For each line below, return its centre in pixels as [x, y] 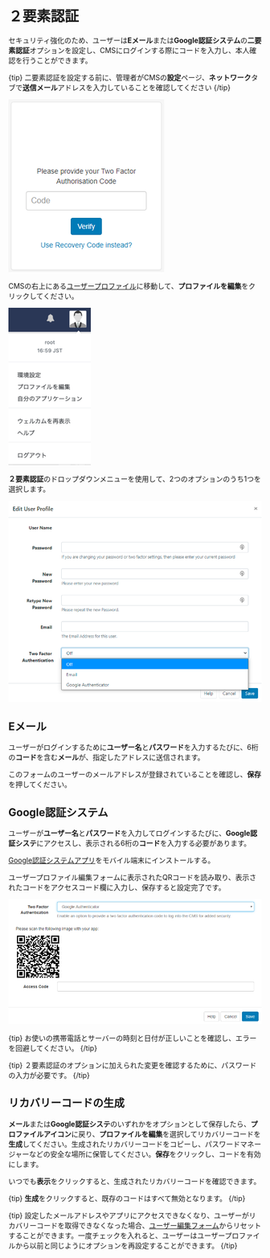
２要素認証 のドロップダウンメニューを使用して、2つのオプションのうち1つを [135, 478]
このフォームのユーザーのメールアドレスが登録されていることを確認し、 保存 [135, 774]
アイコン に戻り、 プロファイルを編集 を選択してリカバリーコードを [152, 1133]
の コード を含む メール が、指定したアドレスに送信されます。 [106, 757]
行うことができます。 [57, 60]
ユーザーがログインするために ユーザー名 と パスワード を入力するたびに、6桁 [133, 748]
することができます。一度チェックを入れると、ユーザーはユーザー [117, 1235]
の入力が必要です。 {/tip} [49, 1075]
